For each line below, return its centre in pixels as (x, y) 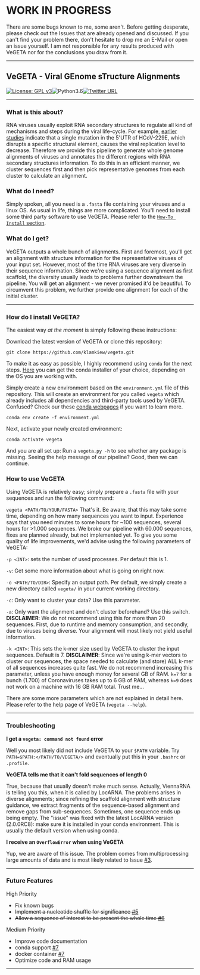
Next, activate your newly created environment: (65, 428)
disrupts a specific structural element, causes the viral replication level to (96, 144)
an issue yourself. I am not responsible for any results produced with (90, 46)
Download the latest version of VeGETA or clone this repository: (84, 341)
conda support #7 (37, 947)
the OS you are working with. (42, 376)
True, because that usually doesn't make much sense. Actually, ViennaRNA (98, 786)
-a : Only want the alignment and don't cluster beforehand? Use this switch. (98, 612)
